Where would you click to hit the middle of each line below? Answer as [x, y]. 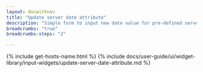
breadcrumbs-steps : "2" [36, 34]
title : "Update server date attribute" [56, 17]
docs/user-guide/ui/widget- [160, 56]
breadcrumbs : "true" [32, 28]
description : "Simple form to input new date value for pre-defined [94, 23]
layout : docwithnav [31, 12]
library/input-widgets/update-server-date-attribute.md [74, 63]
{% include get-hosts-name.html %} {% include [66, 56]
